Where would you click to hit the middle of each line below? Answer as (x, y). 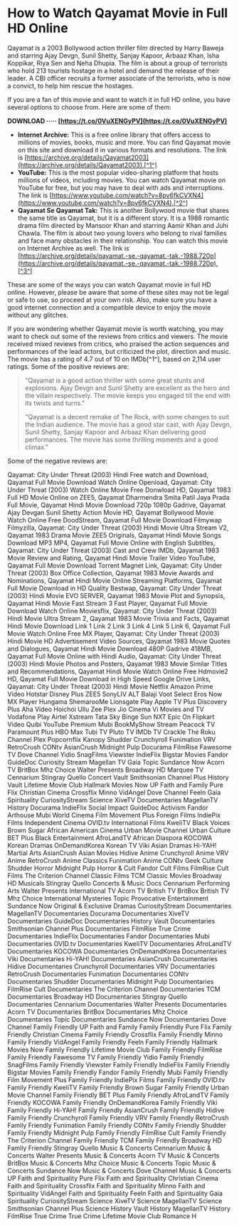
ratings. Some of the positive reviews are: (68, 366)
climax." (36, 447)
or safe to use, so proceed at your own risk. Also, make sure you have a (112, 300)
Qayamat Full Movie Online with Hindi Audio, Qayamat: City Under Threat (115, 656)
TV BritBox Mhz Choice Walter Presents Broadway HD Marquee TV (106, 770)
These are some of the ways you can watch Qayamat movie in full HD (109, 284)
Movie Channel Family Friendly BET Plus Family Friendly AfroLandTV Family (118, 1095)
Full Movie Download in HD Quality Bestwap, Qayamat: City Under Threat (115, 588)
